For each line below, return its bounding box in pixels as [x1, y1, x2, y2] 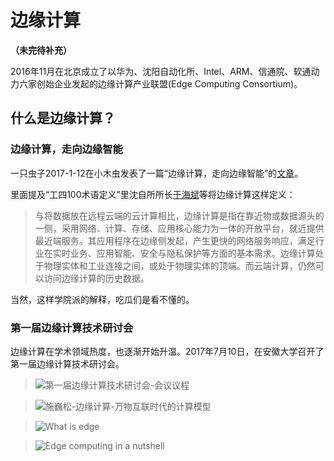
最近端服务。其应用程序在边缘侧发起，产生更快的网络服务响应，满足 [34, 234, 316, 246]
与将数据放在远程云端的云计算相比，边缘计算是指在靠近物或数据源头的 [34, 209, 325, 221]
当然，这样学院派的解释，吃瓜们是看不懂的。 [10, 293, 195, 305]
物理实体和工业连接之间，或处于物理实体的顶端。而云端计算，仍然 [43, 259, 316, 271]
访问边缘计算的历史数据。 [43, 272, 150, 284]
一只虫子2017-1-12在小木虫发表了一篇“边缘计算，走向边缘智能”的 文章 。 [10, 167, 304, 179]
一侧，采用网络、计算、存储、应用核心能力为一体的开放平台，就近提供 [34, 222, 325, 234]
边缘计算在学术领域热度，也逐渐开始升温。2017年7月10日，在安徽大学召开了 [10, 345, 325, 357]
